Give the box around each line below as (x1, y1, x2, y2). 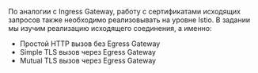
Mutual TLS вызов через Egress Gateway (19, 56, 157, 65)
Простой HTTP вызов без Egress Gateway (19, 39, 161, 48)
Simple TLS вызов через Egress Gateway (19, 48, 157, 56)
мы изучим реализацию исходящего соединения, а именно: (8, 24, 212, 33)
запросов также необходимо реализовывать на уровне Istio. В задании (8, 15, 251, 25)
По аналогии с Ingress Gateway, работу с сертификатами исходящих (8, 7, 241, 16)
